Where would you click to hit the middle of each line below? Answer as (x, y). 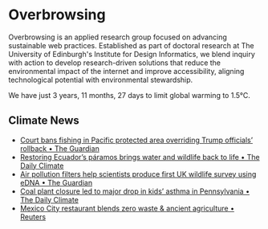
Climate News (44, 121)
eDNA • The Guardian (56, 182)
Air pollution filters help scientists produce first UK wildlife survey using (138, 174)
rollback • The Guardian (60, 148)
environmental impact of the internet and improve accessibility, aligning (126, 71)
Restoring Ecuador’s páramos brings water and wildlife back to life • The (140, 157)
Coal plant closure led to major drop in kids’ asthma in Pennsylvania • (135, 191)
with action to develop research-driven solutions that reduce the (115, 63)
